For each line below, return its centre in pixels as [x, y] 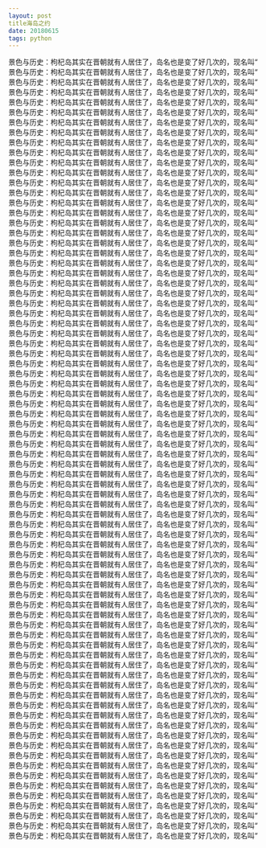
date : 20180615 [34, 31]
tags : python [30, 38]
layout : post [30, 16]
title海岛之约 [29, 23]
